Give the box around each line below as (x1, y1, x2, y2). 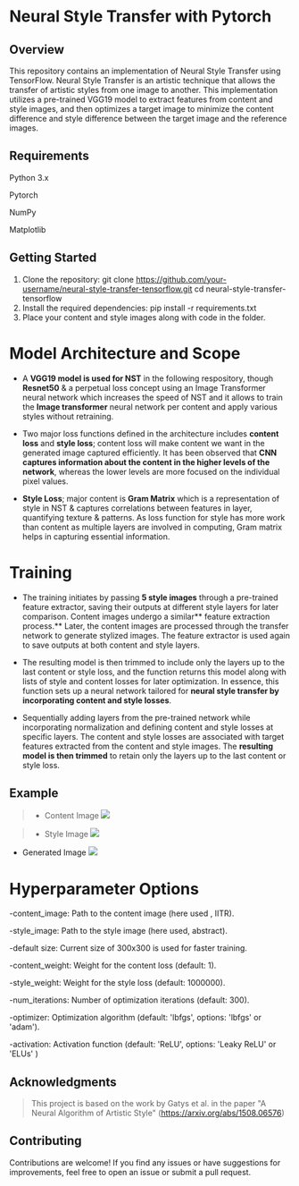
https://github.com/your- (135, 274, 228, 284)
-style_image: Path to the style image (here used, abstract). (9, 926, 228, 936)
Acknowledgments (9, 1074, 118, 1089)
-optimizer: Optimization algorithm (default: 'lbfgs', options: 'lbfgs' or (9, 1012, 262, 1023)
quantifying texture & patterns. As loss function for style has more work (21, 512, 286, 522)
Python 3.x (9, 172, 49, 182)
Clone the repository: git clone (21, 274, 134, 284)
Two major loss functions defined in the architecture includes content (21, 428, 279, 439)
